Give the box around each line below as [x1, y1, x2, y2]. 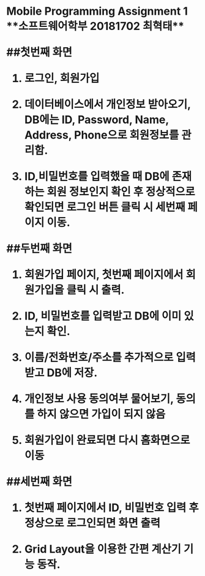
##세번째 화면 [6, 475, 72, 489]
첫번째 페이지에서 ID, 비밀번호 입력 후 [24, 501, 199, 515]
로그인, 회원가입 [24, 72, 100, 85]
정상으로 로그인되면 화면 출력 [24, 516, 161, 530]
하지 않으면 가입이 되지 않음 [36, 407, 166, 421]
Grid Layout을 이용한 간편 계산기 [24, 542, 182, 556]
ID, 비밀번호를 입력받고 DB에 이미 [24, 309, 182, 323]
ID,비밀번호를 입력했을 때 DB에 [24, 170, 170, 183]
